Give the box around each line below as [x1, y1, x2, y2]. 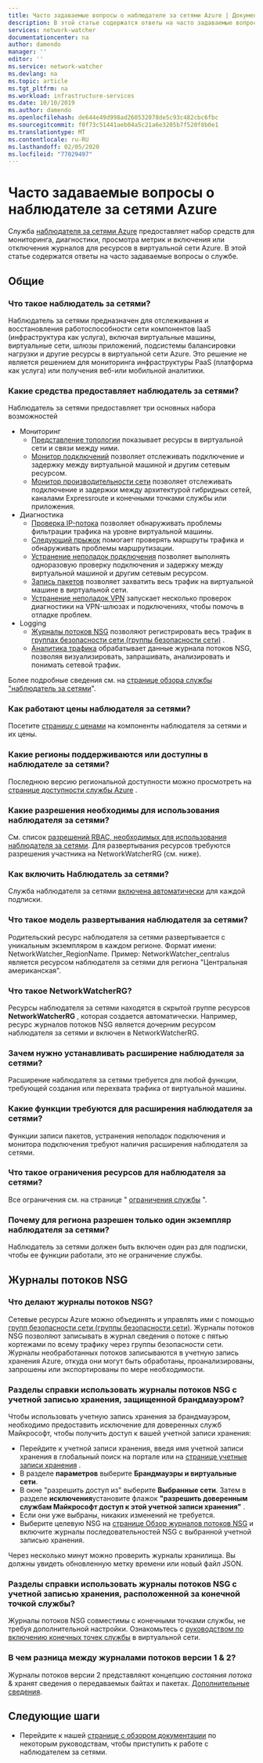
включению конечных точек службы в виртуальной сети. [8, 1633, 201, 1642]
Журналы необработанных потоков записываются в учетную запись [8, 1348, 239, 1357]
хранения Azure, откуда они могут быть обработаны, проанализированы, [8, 1356, 255, 1366]
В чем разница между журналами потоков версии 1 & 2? [8, 1652, 236, 1663]
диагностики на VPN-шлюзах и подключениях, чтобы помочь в [31, 602, 244, 611]
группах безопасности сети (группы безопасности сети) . [31, 635, 225, 644]
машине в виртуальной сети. [31, 586, 129, 595]
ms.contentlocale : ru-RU [8, 135, 89, 144]
